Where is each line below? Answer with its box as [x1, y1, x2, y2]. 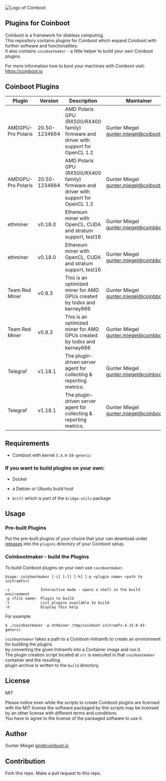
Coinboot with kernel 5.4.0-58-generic [12, 452, 91, 458]
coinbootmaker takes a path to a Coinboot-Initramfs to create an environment [5, 636, 161, 642]
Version [39, 97, 58, 104]
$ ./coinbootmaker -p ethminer [5, 623, 70, 628]
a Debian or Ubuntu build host [12, 485, 74, 491]
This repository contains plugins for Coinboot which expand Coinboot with [5, 37, 157, 43]
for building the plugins [5, 641, 52, 647]
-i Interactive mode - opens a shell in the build [5, 587, 140, 592]
